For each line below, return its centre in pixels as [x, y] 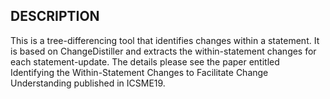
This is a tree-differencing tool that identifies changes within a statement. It [165, 40]
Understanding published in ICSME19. [88, 83]
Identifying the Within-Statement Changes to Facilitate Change [139, 72]
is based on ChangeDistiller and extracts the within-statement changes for [163, 51]
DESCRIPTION [55, 16]
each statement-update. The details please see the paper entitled [145, 61]
